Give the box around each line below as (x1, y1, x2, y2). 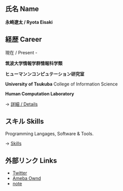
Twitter (12, 170, 28, 176)
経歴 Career (5, 35, 42, 44)
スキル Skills (5, 117, 44, 126)
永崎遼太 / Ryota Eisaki (5, 19, 53, 25)
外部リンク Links (5, 156, 57, 165)
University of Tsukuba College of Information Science (5, 81, 118, 87)
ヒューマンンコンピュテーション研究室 (5, 71, 84, 77)
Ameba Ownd (12, 175, 41, 181)
